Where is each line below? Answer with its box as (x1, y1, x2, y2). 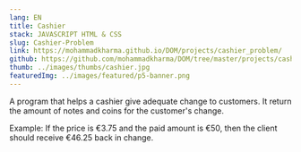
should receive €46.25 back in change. (9, 131, 154, 143)
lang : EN (9, 13, 42, 22)
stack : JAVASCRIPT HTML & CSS (9, 30, 123, 38)
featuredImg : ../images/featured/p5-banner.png (9, 72, 191, 80)
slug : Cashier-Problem (9, 38, 94, 47)
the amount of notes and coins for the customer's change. (9, 105, 224, 116)
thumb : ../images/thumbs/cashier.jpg (9, 63, 150, 72)
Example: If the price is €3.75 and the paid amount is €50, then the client (9, 122, 278, 133)
